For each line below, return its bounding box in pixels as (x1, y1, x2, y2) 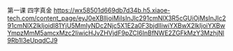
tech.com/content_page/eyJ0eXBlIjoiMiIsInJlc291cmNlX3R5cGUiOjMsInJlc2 (7, 14, 226, 22)
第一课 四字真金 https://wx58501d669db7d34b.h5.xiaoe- (7, 6, 171, 14)
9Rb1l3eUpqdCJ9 (7, 36, 58, 44)
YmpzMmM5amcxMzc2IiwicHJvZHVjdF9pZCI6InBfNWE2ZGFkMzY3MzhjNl (7, 29, 225, 37)
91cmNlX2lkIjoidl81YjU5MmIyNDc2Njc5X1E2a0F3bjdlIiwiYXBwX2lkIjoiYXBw (7, 22, 225, 29)
